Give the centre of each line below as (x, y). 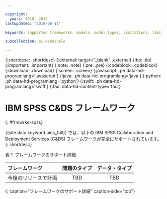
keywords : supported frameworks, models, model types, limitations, (78, 32)
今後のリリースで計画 (33, 178)
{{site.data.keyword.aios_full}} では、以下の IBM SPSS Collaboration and (79, 133)
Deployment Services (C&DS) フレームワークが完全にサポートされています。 (83, 139)
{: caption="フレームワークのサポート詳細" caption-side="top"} (70, 191)
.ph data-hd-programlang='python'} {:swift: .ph (54, 81)
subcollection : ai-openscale (35, 41)
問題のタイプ (77, 169)
